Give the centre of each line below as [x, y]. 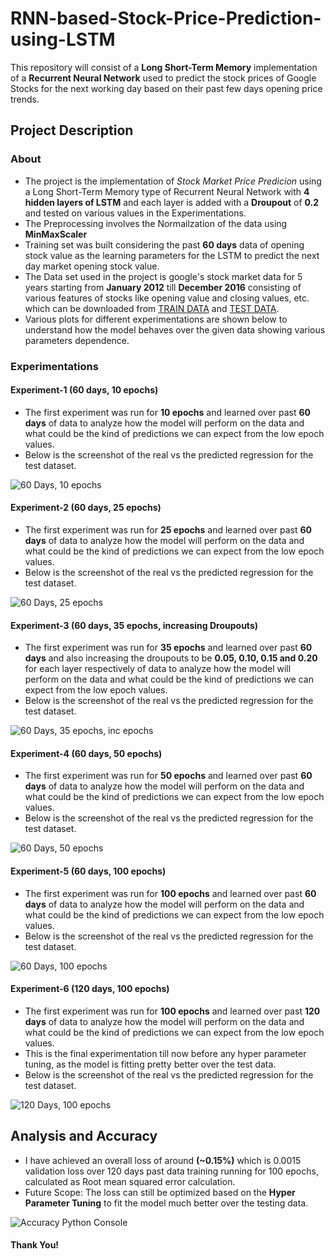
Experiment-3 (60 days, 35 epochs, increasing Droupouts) [134, 625]
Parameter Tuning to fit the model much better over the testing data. [166, 1203]
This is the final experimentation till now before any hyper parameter [165, 1053]
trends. [25, 99]
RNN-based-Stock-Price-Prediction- [166, 18]
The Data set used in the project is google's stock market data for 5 [163, 276]
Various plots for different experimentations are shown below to [156, 319]
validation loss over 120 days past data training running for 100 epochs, [171, 1171]
